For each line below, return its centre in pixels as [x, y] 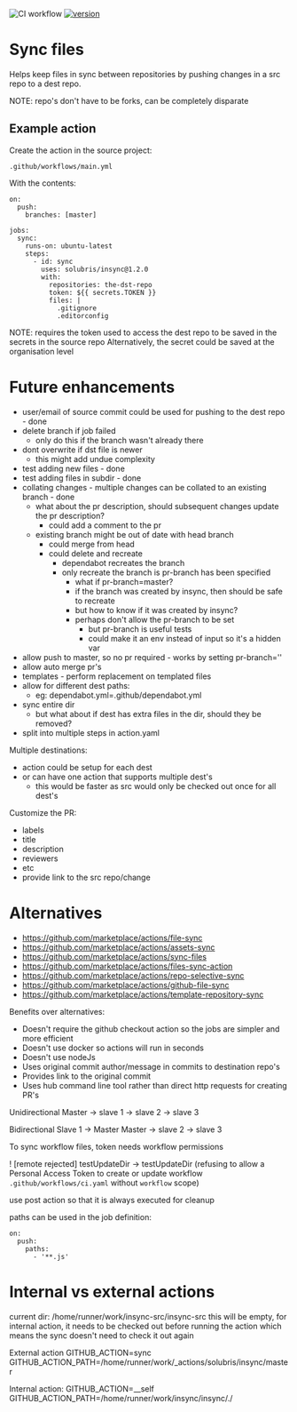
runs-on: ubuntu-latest [69, 246]
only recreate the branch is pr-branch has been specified [166, 572]
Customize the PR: [43, 812]
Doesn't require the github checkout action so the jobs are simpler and [151, 1029]
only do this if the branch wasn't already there [119, 440]
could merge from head [91, 544]
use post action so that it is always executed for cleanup [112, 1200]
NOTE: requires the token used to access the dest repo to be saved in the [143, 332]
